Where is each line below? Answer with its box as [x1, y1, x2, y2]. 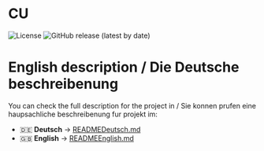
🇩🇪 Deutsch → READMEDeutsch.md [19, 124, 141, 134]
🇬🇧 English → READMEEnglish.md [19, 133, 134, 142]
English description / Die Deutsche [8, 58, 240, 76]
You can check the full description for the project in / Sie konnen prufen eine [8, 101, 256, 110]
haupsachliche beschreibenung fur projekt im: [8, 109, 158, 119]
